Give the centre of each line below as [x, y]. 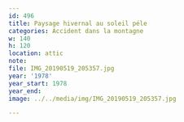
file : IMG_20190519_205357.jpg [61, 69]
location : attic [36, 53]
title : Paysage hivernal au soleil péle [78, 23]
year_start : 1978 [38, 83]
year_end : [25, 91]
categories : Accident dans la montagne [76, 31]
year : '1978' [31, 76]
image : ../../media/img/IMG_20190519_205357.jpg [92, 99]
